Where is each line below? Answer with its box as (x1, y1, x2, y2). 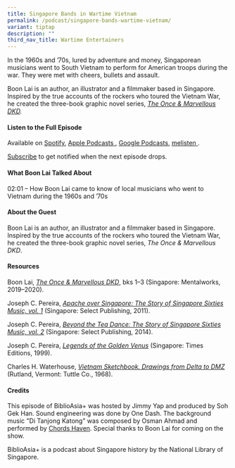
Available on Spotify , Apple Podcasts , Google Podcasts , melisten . (7, 139, 201, 147)
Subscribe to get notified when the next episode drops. (7, 152, 167, 161)
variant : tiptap (7, 23, 55, 30)
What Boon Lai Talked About (7, 168, 92, 177)
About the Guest (7, 208, 57, 216)
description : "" (7, 30, 55, 37)
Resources (7, 262, 40, 271)
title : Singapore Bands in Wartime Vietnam (7, 10, 137, 18)
